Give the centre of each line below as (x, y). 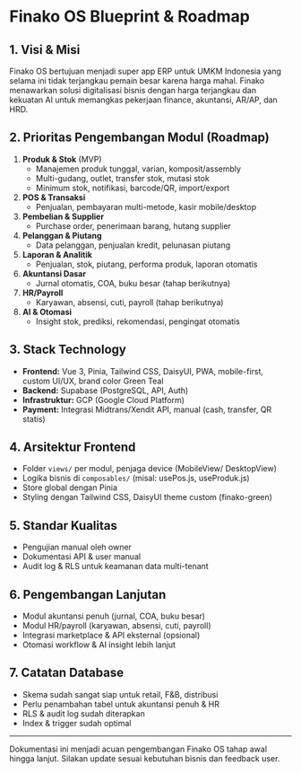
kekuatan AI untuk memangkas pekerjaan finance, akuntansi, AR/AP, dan (143, 100)
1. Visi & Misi (45, 50)
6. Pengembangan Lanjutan (88, 594)
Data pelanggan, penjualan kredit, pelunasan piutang (133, 245)
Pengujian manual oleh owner (77, 547)
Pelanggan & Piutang (62, 235)
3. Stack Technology (68, 350)
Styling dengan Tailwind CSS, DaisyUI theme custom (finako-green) (147, 497)
